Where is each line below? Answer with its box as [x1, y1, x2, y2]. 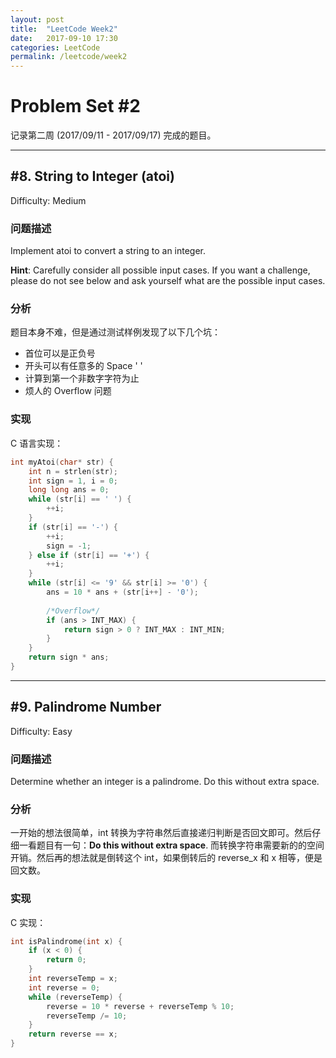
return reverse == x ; [28, 1029, 118, 1040]
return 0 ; [46, 955, 87, 965]
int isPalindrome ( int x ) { [10, 936, 123, 946]
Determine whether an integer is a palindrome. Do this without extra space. [10, 776, 320, 787]
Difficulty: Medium [10, 194, 87, 206]
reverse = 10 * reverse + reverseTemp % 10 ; [46, 1001, 235, 1011]
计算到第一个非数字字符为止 [24, 372, 140, 385]
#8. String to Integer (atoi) [10, 168, 175, 185]
